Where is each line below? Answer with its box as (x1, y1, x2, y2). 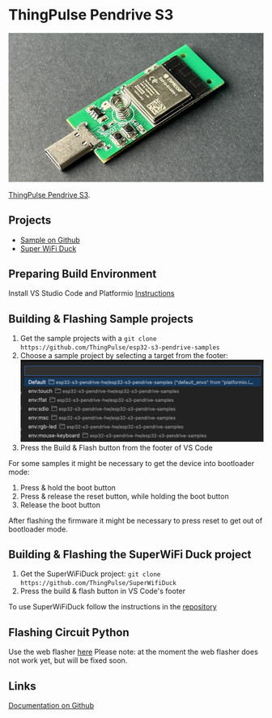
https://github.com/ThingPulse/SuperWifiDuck (19, 579, 176, 588)
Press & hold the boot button (19, 482, 116, 492)
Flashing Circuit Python (8, 626, 130, 639)
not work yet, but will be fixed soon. (8, 656, 128, 665)
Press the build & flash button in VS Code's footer (19, 586, 186, 596)
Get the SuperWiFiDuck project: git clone (19, 569, 161, 579)
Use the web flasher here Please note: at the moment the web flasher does (8, 647, 259, 657)
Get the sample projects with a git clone (19, 334, 157, 344)
